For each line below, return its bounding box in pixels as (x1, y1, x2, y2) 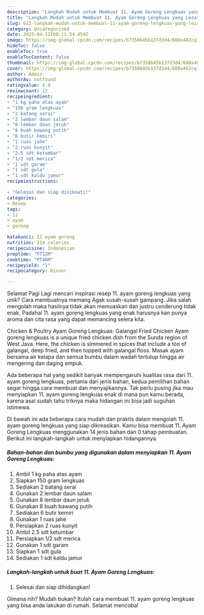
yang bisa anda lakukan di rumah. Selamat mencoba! (7, 602, 139, 609)
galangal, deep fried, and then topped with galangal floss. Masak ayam (7, 347, 184, 354)
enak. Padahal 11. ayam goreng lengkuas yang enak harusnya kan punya (7, 309, 187, 316)
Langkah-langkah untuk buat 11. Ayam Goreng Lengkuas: (7, 568, 155, 576)
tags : (7, 206, 21, 212)
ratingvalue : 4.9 (7, 83, 51, 89)
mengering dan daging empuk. (7, 359, 84, 367)
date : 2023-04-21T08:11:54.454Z (7, 32, 88, 38)
